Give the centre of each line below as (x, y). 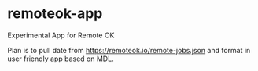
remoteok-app (55, 14)
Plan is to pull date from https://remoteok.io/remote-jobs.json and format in (129, 50)
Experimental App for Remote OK (61, 35)
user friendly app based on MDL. (61, 59)
